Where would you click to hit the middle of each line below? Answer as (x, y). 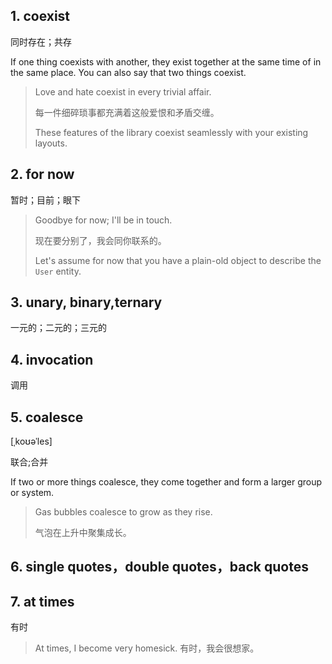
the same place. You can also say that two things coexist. (128, 72)
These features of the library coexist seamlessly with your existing (171, 132)
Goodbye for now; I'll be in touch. (103, 220)
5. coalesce (47, 417)
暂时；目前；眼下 (45, 200)
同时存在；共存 (41, 41)
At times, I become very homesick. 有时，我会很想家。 (147, 648)
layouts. (51, 143)
